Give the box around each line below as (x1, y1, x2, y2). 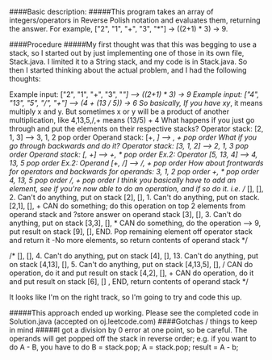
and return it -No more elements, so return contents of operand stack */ (9, 236, 249, 245)
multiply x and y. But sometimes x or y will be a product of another (9, 107, 230, 116)
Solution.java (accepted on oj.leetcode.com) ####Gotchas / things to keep (9, 316, 257, 326)
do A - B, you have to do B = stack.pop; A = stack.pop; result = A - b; (9, 342, 239, 352)
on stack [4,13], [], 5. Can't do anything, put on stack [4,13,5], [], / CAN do (9, 260, 253, 269)
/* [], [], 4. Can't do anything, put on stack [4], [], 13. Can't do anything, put (9, 251, 259, 261)
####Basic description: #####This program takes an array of (9, 7, 214, 16)
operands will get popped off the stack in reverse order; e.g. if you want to (9, 334, 257, 343)
